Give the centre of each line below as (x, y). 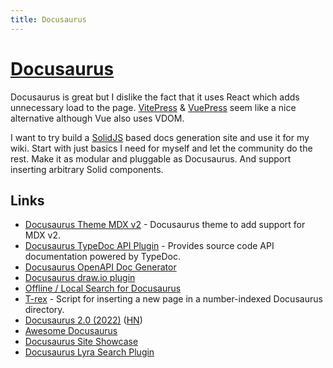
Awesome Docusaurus (71, 331)
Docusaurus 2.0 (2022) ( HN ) (83, 320)
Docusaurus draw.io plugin (80, 278)
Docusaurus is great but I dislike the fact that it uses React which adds (155, 97)
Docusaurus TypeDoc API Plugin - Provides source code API (149, 246)
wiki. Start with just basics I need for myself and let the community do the (161, 148)
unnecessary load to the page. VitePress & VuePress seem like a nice (153, 107)
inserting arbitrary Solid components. (87, 169)
